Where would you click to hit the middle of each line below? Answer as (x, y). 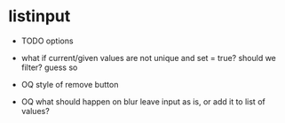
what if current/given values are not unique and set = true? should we (149, 58)
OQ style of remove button (70, 84)
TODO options (47, 41)
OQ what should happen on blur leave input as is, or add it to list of (143, 101)
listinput (40, 16)
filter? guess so (49, 67)
